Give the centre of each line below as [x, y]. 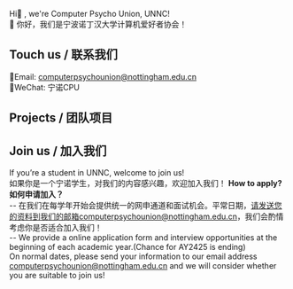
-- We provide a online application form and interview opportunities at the [143, 238]
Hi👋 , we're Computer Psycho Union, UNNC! [89, 14]
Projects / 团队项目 [61, 118]
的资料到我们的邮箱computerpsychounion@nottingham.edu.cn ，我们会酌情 [146, 216]
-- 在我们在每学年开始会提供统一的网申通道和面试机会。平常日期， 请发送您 [146, 206]
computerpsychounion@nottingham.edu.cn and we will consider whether [143, 266]
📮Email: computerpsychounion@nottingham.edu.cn [103, 76]
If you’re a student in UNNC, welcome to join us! [97, 173]
